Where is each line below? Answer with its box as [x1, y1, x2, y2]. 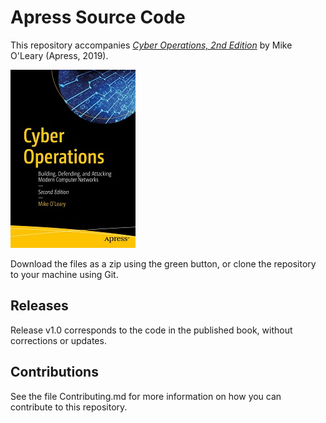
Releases [10, 297, 69, 315]
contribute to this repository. [10, 401, 128, 413]
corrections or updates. [10, 334, 107, 346]
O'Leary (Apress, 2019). [10, 49, 109, 61]
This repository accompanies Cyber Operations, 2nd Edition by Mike [10, 39, 293, 51]
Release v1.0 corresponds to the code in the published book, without [10, 324, 293, 336]
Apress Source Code [10, 6, 186, 29]
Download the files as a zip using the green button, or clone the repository [10, 257, 317, 270]
